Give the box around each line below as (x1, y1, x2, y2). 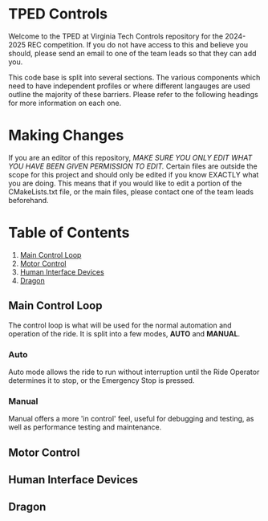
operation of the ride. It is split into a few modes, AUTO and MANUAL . (8, 328, 241, 338)
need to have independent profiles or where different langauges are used (8, 81, 250, 91)
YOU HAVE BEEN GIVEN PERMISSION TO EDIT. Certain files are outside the (8, 161, 258, 171)
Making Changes (8, 126, 124, 144)
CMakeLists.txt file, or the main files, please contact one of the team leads (8, 186, 254, 197)
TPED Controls (8, 5, 108, 23)
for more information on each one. (8, 98, 122, 108)
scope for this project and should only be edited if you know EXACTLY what (8, 169, 259, 179)
